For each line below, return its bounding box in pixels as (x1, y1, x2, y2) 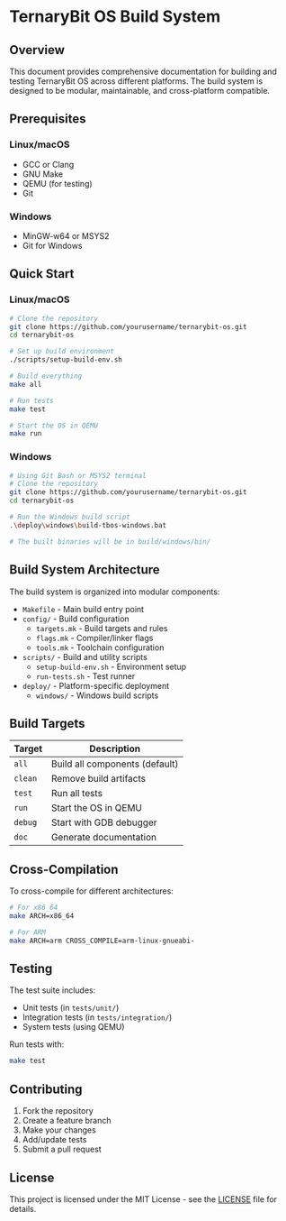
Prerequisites (9, 111, 86, 127)
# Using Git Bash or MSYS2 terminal (9, 471, 147, 480)
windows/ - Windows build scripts (35, 690, 159, 701)
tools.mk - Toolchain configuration (35, 642, 165, 653)
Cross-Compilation (9, 861, 119, 877)
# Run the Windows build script (9, 512, 130, 522)
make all (9, 380, 42, 389)
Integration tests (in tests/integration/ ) (22, 1012, 173, 1023)
